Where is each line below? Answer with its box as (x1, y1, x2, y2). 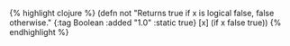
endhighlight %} (9, 27, 69, 37)
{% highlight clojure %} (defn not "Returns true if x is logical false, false (9, 8, 275, 18)
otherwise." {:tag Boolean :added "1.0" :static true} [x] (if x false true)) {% (9, 17, 282, 28)
